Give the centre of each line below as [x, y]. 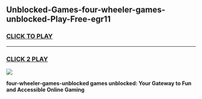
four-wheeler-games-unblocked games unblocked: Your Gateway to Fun [99, 83]
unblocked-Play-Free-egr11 [59, 19]
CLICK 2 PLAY [27, 59]
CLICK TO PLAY [29, 37]
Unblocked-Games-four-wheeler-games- [86, 10]
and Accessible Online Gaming [45, 89]
